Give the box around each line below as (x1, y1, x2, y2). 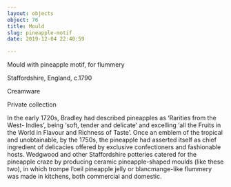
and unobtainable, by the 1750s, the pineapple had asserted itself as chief (7, 135, 217, 144)
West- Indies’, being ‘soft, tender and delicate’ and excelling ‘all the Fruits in (7, 121, 221, 129)
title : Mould (7, 23, 45, 30)
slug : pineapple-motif (7, 29, 72, 36)
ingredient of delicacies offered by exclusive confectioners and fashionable (7, 143, 221, 151)
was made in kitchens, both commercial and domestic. (7, 173, 162, 181)
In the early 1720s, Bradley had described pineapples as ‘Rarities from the (7, 114, 217, 122)
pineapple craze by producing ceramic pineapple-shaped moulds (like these (7, 157, 224, 166)
